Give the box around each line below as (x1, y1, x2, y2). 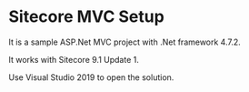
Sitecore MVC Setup (8, 6, 164, 27)
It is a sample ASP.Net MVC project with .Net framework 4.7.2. (8, 36, 242, 47)
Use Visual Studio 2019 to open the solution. (8, 71, 174, 83)
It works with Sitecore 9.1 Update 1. (8, 54, 140, 65)
